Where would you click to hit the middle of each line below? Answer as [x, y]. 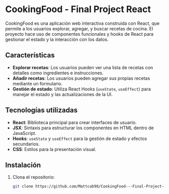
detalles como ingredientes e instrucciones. [58, 73]
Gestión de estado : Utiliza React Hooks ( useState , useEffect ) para [82, 89]
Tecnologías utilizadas [41, 110]
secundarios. [26, 144]
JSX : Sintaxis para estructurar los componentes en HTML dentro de [83, 128]
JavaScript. [24, 133]
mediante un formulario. [38, 83]
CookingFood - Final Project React [78, 9]
